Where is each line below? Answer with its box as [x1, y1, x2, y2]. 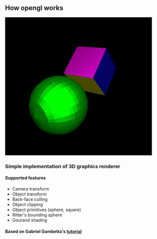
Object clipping [12, 201, 43, 207]
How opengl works [5, 4, 64, 12]
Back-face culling [12, 196, 48, 202]
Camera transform [12, 186, 49, 191]
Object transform [12, 191, 47, 197]
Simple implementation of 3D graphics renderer [5, 163, 121, 169]
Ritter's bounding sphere [12, 212, 63, 217]
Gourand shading [12, 217, 47, 223]
